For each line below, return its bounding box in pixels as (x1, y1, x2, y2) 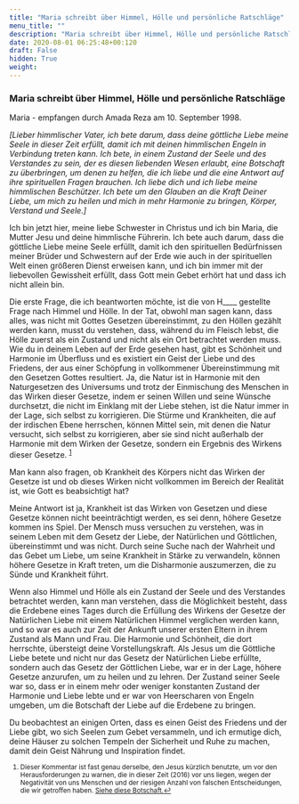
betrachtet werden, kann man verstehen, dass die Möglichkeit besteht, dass (9, 596, 287, 606)
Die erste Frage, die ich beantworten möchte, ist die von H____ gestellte (9, 296, 271, 307)
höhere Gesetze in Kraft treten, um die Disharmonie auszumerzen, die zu (9, 559, 277, 570)
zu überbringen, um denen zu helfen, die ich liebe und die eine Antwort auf (9, 167, 285, 178)
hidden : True (9, 54, 58, 63)
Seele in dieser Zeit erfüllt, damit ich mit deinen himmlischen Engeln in (9, 139, 267, 150)
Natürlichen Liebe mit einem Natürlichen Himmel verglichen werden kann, (9, 614, 279, 625)
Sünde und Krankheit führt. (9, 569, 109, 580)
